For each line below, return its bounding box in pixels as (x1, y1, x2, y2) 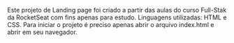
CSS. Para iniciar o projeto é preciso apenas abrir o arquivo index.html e (7, 21, 214, 28)
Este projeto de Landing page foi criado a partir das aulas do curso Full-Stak (7, 6, 227, 14)
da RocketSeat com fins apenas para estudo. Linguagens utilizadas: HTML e (7, 13, 227, 21)
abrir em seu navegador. (7, 28, 78, 36)
